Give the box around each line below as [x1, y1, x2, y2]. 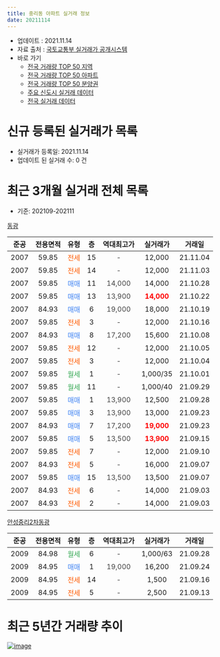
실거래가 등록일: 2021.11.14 [16, 148, 89, 156]
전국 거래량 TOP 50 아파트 [27, 70, 98, 79]
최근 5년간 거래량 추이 [7, 618, 124, 634]
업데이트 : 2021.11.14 [16, 36, 72, 45]
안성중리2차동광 [7, 518, 50, 527]
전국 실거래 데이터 [27, 97, 76, 105]
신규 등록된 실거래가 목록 [7, 124, 138, 139]
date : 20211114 [7, 17, 51, 23]
